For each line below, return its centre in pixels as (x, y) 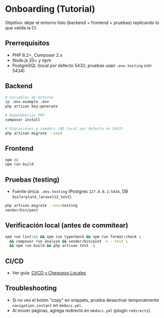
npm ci (12, 160)
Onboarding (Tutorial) (50, 9)
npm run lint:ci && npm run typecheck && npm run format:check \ (73, 237)
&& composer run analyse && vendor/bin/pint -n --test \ (69, 241)
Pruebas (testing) (32, 180)
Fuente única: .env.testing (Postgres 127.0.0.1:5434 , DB (70, 192)
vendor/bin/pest (22, 210)
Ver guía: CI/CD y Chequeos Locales (49, 273)
